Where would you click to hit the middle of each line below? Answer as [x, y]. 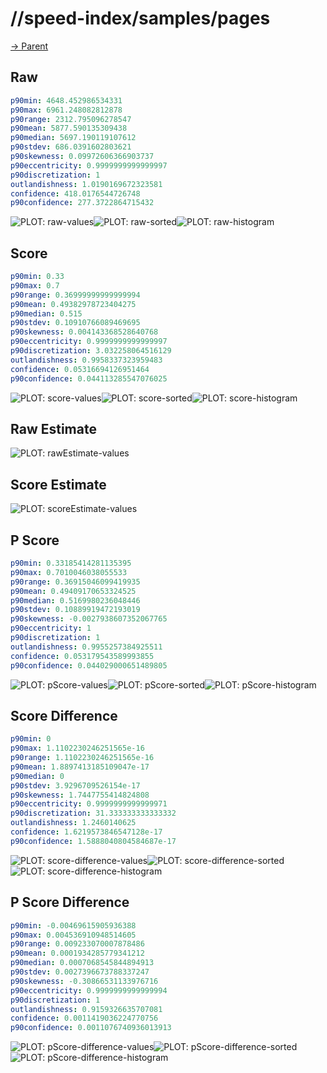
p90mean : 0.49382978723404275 [73, 304]
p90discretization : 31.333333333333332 [93, 813]
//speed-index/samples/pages [140, 18]
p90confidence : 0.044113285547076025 [89, 378]
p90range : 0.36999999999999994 [75, 295]
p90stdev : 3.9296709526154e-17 [75, 785]
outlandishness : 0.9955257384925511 [86, 647]
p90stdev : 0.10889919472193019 [75, 610]
